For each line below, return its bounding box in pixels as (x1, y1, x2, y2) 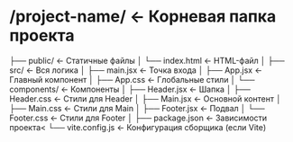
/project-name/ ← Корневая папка (9, 6, 277, 27)
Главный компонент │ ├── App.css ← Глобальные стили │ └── (9, 74, 255, 84)
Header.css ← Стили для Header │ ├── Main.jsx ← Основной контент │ (9, 93, 282, 104)
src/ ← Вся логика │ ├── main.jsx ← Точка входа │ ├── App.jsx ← (9, 65, 263, 75)
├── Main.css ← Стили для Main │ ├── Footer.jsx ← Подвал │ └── (9, 102, 266, 113)
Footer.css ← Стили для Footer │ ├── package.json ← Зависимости (9, 112, 268, 123)
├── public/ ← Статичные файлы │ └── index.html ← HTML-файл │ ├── (9, 55, 286, 66)
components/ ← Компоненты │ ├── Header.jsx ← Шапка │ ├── (9, 84, 251, 94)
